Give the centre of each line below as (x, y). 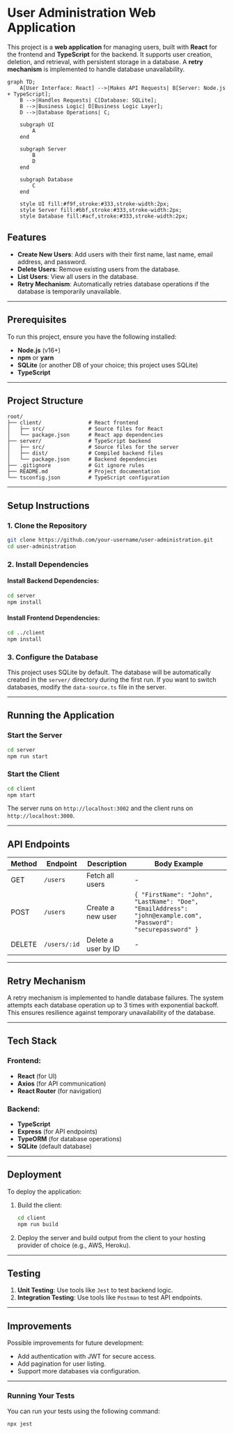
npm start (22, 795)
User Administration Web (82, 13)
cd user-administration (42, 546)
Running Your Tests (41, 1396)
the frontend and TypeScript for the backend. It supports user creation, (110, 54)
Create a (101, 908)
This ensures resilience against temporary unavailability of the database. (111, 1013)
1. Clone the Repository (47, 526)
